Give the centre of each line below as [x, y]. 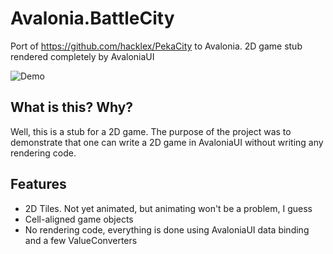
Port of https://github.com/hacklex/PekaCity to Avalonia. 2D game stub [156, 46]
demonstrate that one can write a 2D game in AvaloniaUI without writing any [167, 142]
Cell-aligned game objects [79, 219]
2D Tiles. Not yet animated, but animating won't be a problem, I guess [168, 208]
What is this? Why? [72, 107]
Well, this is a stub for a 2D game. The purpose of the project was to [151, 131]
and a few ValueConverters [81, 240]
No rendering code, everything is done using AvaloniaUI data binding [167, 229]
